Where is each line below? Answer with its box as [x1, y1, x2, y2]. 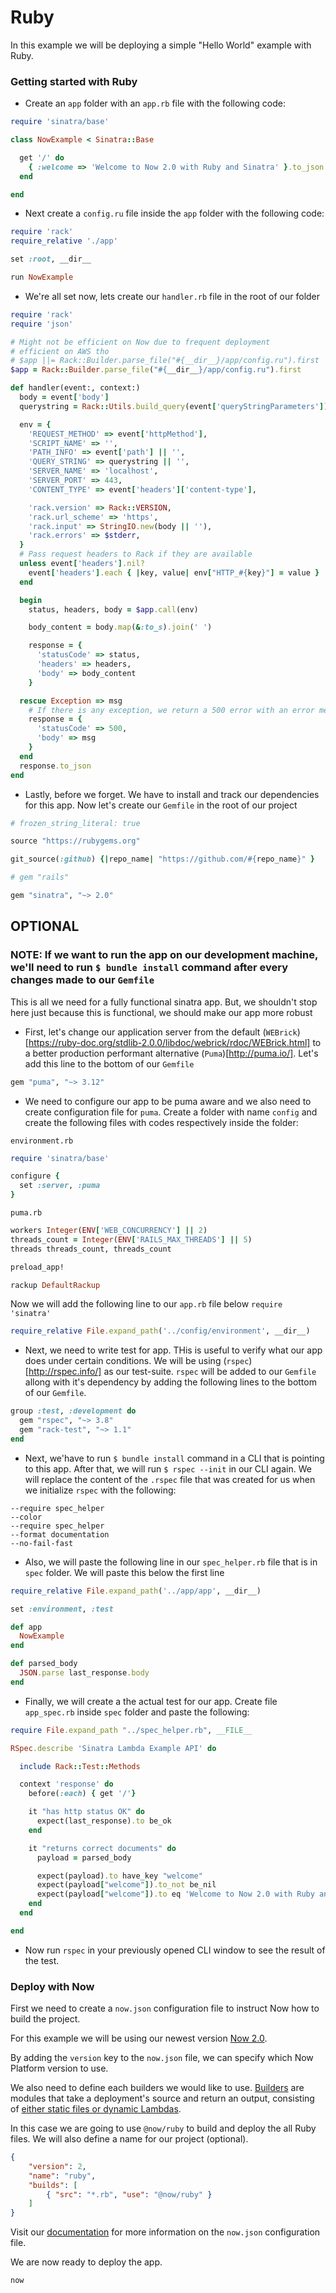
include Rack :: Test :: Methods [19, 1761, 141, 1771]
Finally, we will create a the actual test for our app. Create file [24, 1695, 278, 1707]
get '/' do [19, 152, 65, 163]
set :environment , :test [10, 1604, 114, 1614]
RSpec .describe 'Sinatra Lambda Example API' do [10, 1743, 217, 1753]
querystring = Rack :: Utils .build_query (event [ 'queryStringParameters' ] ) [19, 401, 329, 411]
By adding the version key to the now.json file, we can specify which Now [10, 2052, 314, 2064]
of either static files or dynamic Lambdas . [10, 2103, 182, 2115]
